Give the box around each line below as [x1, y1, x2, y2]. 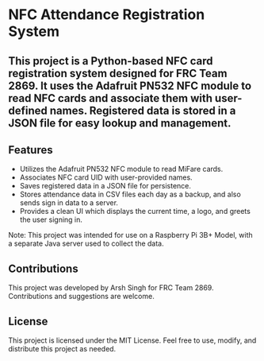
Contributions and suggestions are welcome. [8, 292, 155, 301]
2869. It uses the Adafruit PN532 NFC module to [8, 79, 252, 92]
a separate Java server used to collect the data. [8, 239, 164, 248]
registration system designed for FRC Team [8, 66, 228, 80]
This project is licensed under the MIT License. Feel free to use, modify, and [8, 336, 257, 345]
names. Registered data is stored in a [49, 103, 236, 117]
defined [8, 103, 48, 117]
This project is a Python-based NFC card [8, 54, 213, 68]
